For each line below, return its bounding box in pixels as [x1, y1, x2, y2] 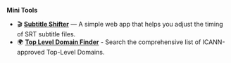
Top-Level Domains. [46, 48, 105, 56]
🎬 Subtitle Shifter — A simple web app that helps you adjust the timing [16, 20, 223, 28]
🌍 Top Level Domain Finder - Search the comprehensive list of [16, 38, 201, 46]
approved [16, 48, 45, 56]
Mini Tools [6, 6, 38, 14]
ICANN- [202, 38, 225, 46]
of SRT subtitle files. [16, 30, 76, 38]
